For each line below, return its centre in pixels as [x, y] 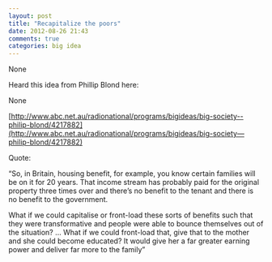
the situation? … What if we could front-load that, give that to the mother [129, 233]
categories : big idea [45, 46]
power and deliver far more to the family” [77, 250]
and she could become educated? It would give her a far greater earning [129, 241]
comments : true [34, 39]
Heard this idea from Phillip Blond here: [74, 85]
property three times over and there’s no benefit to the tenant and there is [131, 191]
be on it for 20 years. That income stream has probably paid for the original [134, 183]
